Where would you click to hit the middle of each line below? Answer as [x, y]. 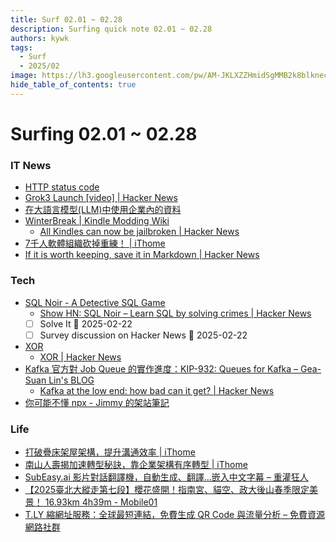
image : [24, 76]
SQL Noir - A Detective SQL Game [95, 302]
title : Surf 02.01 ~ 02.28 [66, 19]
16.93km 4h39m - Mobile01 [101, 502]
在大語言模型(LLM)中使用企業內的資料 [103, 210]
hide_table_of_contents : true [73, 85]
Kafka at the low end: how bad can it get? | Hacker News [157, 390]
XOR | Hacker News [80, 357]
